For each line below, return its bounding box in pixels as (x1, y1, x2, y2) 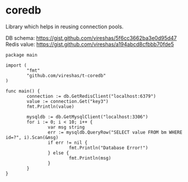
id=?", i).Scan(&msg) (5, 134, 59, 140)
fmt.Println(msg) (68, 155, 111, 161)
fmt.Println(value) (27, 104, 75, 110)
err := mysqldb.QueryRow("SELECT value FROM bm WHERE (47, 129, 183, 135)
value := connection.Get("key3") (27, 98, 109, 104)
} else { (47, 150, 69, 156)
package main (5, 52, 38, 58)
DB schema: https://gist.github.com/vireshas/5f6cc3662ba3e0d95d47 (5, 34, 177, 41)
